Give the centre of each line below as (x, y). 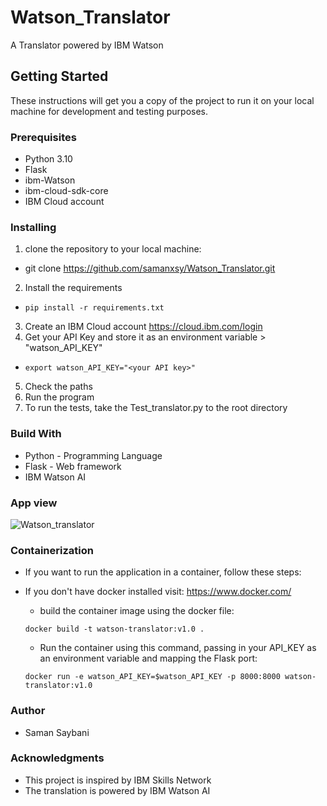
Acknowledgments (57, 758)
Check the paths (58, 387)
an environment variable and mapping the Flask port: (148, 658)
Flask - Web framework (73, 466)
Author (28, 711)
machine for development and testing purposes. (109, 111)
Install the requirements (73, 288)
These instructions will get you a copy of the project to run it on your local (162, 100)
